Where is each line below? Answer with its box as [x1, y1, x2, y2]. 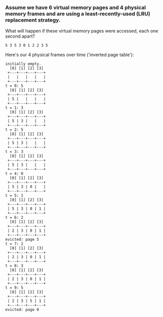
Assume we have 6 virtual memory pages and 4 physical [5, 4, 146, 11]
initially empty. [5, 62, 42, 67]
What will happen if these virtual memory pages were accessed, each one [5, 28, 158, 34]
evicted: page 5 [5, 237, 39, 242]
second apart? [5, 33, 35, 39]
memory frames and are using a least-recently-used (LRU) [5, 10, 150, 17]
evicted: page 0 [5, 307, 39, 312]
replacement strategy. [5, 17, 61, 24]
